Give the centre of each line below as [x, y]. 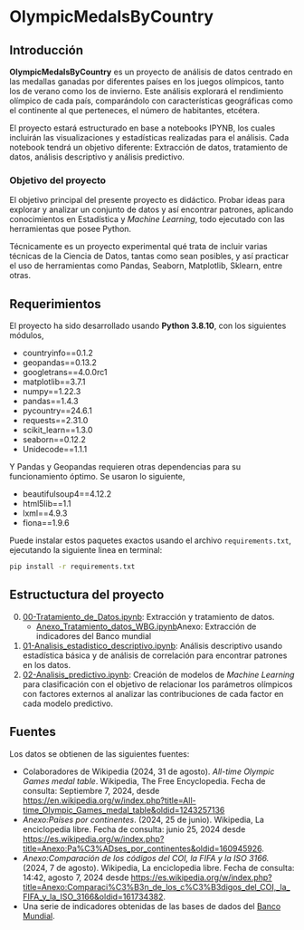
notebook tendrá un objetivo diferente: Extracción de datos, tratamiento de [148, 147]
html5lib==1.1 [47, 504]
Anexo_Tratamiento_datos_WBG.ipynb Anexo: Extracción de [146, 626]
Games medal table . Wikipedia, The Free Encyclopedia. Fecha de [144, 780]
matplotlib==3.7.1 [54, 382]
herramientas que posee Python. [71, 229]
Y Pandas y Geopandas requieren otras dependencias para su [125, 467]
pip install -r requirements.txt [72, 567]
